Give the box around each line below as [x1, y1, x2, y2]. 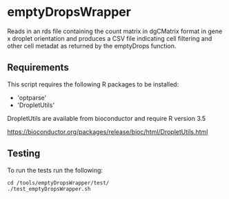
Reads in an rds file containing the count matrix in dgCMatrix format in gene [7, 27, 223, 35]
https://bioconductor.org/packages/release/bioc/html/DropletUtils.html [7, 127, 208, 135]
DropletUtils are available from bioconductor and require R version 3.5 [7, 114, 206, 122]
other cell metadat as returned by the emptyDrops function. [7, 41, 177, 50]
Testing [7, 148, 41, 160]
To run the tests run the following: [7, 166, 103, 174]
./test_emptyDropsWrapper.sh [7, 185, 91, 192]
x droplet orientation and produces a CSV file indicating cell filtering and [7, 34, 212, 42]
